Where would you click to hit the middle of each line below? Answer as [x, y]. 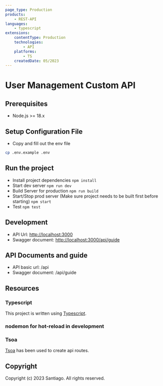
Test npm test [26, 206]
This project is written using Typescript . [46, 313]
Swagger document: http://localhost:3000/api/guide [66, 239]
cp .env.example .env [28, 153]
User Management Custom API [70, 86]
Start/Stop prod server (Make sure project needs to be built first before [85, 196]
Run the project [29, 168]
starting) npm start [32, 201]
